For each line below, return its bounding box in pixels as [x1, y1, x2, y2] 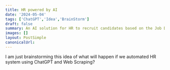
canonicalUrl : [5, 40, 35, 45]
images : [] [5, 30, 28, 35]
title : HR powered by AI [5, 7, 58, 12]
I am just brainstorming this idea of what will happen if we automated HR [5, 53, 156, 59]
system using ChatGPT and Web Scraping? [5, 58, 95, 65]
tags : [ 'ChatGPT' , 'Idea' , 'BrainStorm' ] [5, 16, 90, 21]
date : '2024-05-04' [5, 12, 47, 17]
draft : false [5, 21, 33, 26]
